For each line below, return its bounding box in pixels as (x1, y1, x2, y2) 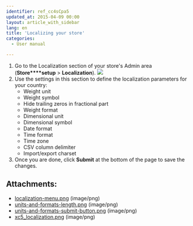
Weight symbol (23, 94, 60, 101)
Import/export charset (23, 149, 77, 157)
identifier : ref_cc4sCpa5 (6, 8, 69, 15)
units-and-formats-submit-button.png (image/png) (14, 207, 137, 214)
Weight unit (23, 88, 51, 95)
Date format (23, 125, 53, 132)
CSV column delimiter (23, 144, 76, 151)
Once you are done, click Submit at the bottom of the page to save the (14, 156, 185, 163)
